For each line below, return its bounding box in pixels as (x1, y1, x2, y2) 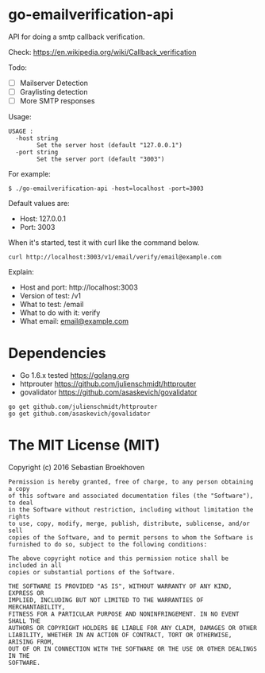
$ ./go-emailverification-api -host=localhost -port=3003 (8, 185, 204, 193)
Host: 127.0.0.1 (19, 214, 66, 224)
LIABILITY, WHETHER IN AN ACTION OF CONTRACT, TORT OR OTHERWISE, (8, 631, 232, 639)
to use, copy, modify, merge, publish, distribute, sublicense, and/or (8, 519, 250, 527)
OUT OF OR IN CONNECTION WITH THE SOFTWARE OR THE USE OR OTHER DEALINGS (8, 645, 258, 653)
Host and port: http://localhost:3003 (19, 282, 139, 292)
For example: (8, 169, 52, 179)
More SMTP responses (19, 96, 95, 106)
